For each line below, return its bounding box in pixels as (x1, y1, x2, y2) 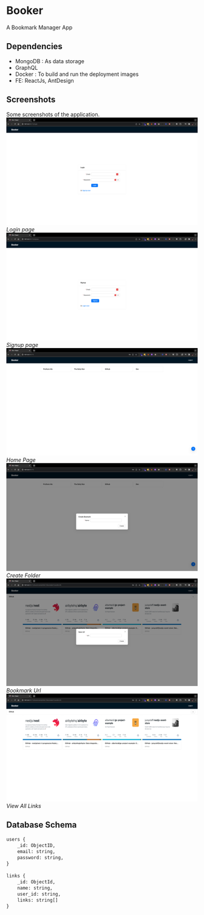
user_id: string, (17, 891, 61, 897)
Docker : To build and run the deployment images (15, 70, 139, 78)
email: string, (17, 849, 56, 855)
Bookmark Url (6, 687, 41, 694)
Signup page (6, 341, 38, 348)
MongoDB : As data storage (15, 57, 85, 64)
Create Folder (6, 572, 41, 579)
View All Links (6, 802, 41, 809)
